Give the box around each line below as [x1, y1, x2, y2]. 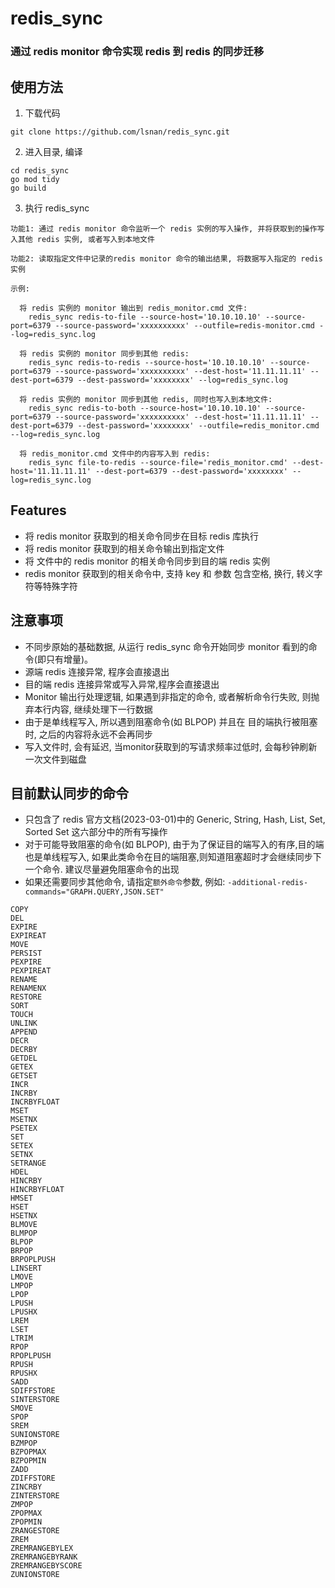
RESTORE [10, 992, 43, 1002]
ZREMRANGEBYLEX [10, 1543, 74, 1554]
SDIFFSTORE [10, 1386, 56, 1396]
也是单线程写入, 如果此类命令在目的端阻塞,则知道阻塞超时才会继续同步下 [24, 851, 322, 863]
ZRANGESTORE [10, 1526, 60, 1536]
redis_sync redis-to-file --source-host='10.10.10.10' [28, 312, 262, 322]
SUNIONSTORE [10, 1430, 60, 1440]
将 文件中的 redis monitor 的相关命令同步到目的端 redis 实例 [24, 555, 270, 567]
